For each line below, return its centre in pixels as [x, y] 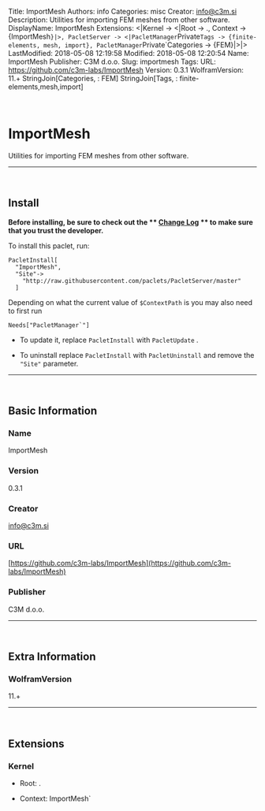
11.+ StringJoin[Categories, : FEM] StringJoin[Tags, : [93, 78]
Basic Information [53, 411]
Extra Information [52, 657]
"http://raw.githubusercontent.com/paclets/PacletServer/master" [132, 281]
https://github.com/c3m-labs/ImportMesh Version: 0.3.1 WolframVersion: [126, 70]
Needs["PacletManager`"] [49, 325]
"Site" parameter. [49, 363]
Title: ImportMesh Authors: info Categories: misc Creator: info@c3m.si [123, 11]
